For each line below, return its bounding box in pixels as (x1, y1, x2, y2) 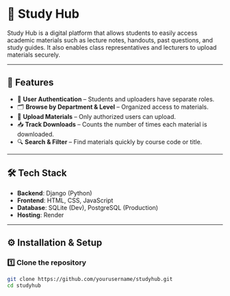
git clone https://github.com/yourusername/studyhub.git (7, 276, 173, 283)
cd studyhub (7, 282, 41, 289)
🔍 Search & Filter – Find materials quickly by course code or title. (16, 137, 203, 146)
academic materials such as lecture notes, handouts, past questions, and (7, 36, 214, 44)
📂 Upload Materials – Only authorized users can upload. (16, 112, 176, 120)
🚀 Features (7, 77, 54, 88)
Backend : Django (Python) (16, 189, 92, 197)
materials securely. (7, 51, 60, 59)
